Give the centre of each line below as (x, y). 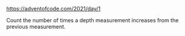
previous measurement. (36, 27)
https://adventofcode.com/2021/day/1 (54, 9)
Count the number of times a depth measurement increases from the (92, 20)
